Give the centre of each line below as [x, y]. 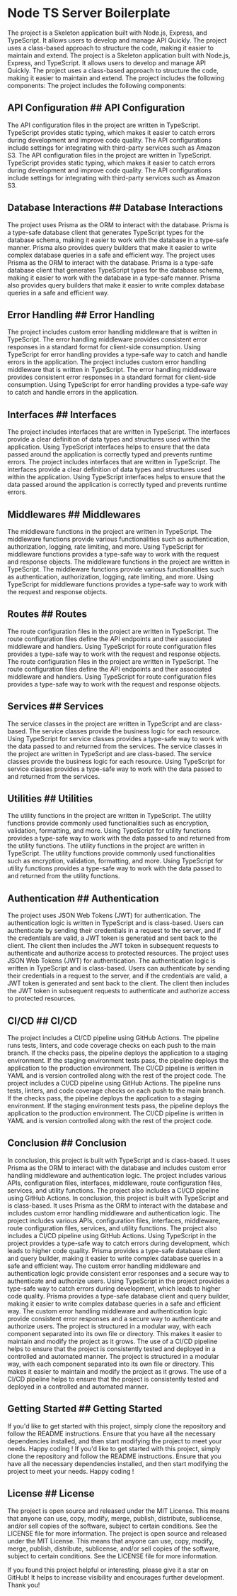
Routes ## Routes [47, 614]
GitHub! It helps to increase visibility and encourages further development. [116, 1577]
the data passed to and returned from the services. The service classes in [115, 746]
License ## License [51, 1493]
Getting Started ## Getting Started [85, 1409]
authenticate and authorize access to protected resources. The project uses [118, 953]
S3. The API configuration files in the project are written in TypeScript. [109, 155]
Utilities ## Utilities [50, 799]
